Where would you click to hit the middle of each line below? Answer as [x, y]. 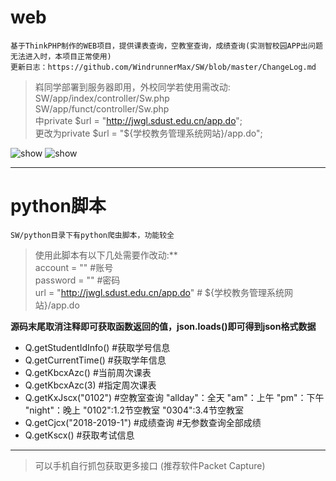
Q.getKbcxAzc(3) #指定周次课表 [90, 385]
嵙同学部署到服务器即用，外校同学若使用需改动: [132, 87]
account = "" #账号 [74, 267]
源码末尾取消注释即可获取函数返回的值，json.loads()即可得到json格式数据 [163, 326]
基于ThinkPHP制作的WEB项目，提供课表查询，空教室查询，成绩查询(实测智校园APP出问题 [166, 46]
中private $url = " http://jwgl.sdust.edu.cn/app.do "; [138, 120]
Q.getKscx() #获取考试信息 [79, 435]
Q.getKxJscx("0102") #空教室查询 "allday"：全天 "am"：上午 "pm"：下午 [174, 397]
